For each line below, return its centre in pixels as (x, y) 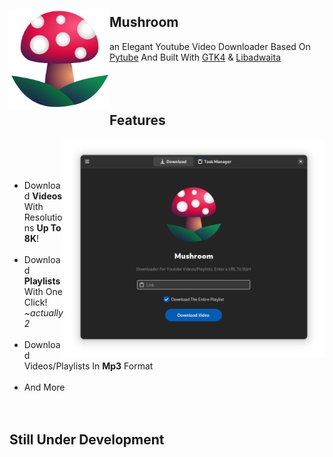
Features (137, 120)
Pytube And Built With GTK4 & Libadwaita (195, 57)
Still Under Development (87, 440)
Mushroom (144, 22)
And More (44, 387)
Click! (35, 302)
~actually (43, 312)
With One (43, 291)
